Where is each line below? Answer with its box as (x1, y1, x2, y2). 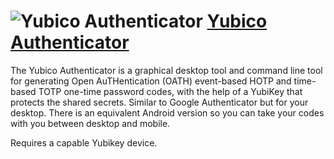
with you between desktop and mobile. (10, 117, 171, 129)
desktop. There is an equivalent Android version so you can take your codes (10, 106, 325, 119)
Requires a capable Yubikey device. (10, 136, 158, 149)
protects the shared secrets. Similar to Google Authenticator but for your (10, 96, 309, 108)
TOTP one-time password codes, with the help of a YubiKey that (38, 85, 303, 97)
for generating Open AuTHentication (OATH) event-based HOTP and (10, 75, 292, 87)
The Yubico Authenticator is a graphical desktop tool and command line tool (10, 64, 323, 76)
